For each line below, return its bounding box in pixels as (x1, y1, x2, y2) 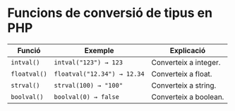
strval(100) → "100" (54, 81, 123, 89)
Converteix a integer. (151, 57, 221, 67)
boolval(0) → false (54, 93, 120, 100)
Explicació (169, 45, 206, 55)
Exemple (84, 45, 114, 55)
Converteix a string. (151, 80, 217, 90)
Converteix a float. (151, 69, 212, 78)
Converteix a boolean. (151, 92, 224, 102)
